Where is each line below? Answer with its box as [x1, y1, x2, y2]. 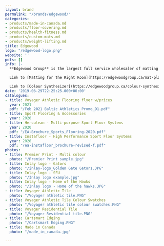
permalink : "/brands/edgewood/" [5, 12, 71, 17]
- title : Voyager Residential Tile [5, 206, 78, 212]
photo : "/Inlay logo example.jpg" [9, 175, 80, 180]
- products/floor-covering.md [5, 25, 67, 30]
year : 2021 [9, 102, 32, 107]
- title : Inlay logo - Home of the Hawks [5, 179, 91, 184]
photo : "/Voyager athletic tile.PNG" [9, 193, 86, 198]
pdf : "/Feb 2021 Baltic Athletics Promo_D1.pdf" [9, 107, 110, 112]
